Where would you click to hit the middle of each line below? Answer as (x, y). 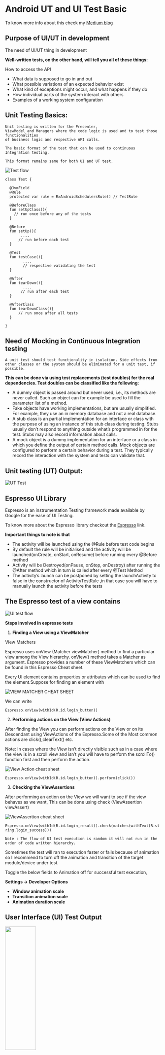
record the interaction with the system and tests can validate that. (79, 456)
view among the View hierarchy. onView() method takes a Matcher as (76, 657)
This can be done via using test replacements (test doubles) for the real (80, 378)
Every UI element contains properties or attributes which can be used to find (83, 677)
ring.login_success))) (28, 830)
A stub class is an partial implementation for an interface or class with (83, 419)
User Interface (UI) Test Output (53, 917)
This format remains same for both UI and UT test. (59, 161)
